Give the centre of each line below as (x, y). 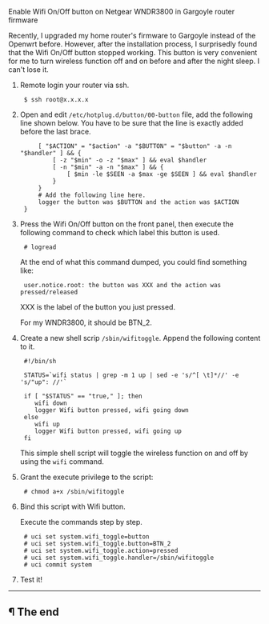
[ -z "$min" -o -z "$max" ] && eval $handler (130, 160)
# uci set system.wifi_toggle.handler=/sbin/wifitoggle (119, 558)
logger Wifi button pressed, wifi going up (108, 431)
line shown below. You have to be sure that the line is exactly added (132, 123)
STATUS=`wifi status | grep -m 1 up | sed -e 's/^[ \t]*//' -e (131, 375)
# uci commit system (58, 565)
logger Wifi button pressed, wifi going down (112, 410)
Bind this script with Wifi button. (72, 506)
